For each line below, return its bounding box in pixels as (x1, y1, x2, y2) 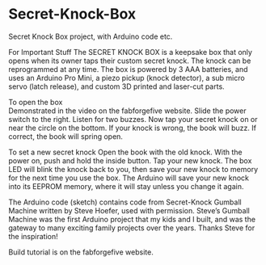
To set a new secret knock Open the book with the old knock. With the (8, 147, 243, 157)
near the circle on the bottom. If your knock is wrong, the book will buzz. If (8, 123, 257, 132)
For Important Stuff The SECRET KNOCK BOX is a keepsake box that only (8, 47, 253, 57)
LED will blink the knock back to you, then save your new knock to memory (8, 164, 259, 174)
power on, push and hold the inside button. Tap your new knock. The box (8, 155, 252, 166)
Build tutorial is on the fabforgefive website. (8, 247, 154, 257)
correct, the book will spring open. (8, 131, 124, 141)
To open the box (8, 97, 63, 107)
